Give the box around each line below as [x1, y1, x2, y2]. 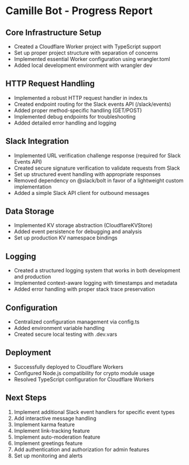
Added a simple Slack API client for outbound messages [13, 189, 150, 196]
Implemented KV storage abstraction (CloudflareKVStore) [13, 222, 153, 229]
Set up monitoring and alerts [13, 452, 83, 459]
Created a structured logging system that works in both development [13, 267, 181, 274]
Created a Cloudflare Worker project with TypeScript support [13, 43, 161, 50]
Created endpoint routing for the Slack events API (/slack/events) [13, 100, 171, 107]
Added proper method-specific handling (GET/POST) [13, 107, 142, 114]
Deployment [5, 348, 51, 358]
